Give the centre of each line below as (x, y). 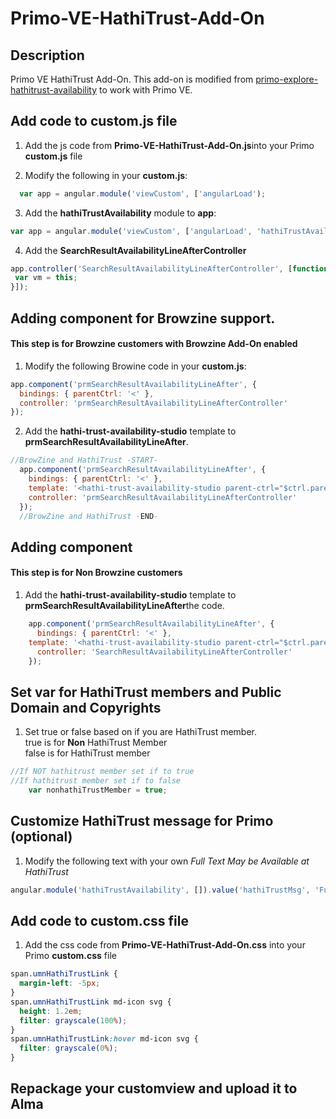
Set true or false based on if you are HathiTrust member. (141, 732)
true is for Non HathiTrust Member (96, 743)
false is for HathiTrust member (87, 753)
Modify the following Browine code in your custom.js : (135, 366)
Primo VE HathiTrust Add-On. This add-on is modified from (132, 79)
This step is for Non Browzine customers (96, 573)
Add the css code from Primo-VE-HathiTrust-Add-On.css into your (165, 945)
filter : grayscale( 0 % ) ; (68, 1048)
